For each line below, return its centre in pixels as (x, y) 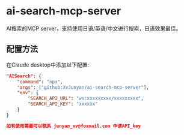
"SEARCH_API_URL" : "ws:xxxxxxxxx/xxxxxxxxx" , (86, 98)
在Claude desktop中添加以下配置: (48, 65)
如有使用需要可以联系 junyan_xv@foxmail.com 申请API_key (74, 126)
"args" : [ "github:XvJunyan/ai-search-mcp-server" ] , (83, 87)
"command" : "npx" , (40, 82)
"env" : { (28, 93)
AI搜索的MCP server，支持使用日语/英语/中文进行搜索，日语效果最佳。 (94, 28)
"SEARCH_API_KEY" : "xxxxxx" (63, 104)
